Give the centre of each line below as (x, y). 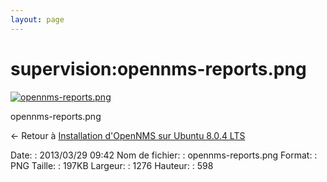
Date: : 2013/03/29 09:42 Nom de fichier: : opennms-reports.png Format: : (164, 155)
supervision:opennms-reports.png (158, 68)
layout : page (37, 19)
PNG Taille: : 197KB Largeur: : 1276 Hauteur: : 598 (112, 165)
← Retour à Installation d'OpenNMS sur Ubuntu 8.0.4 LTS (128, 135)
